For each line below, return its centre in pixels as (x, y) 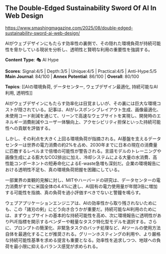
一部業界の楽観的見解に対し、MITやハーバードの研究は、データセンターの (81, 180)
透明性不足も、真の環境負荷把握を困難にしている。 (70, 169)
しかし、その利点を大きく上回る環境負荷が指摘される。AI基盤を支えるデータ (83, 139)
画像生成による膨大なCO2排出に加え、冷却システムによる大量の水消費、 (79, 157)
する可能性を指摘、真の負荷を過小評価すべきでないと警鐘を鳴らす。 (74, 192)
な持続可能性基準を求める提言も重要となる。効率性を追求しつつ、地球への (81, 240)
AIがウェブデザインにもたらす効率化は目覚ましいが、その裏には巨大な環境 (81, 103)
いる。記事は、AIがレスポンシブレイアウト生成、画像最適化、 (98, 109)
